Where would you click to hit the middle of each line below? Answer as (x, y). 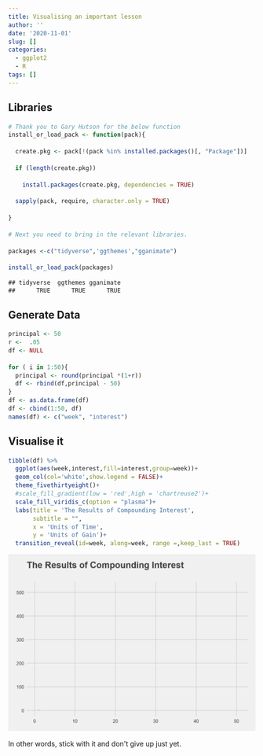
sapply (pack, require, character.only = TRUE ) (93, 201)
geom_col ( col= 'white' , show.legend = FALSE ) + (89, 477)
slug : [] (22, 42)
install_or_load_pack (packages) (61, 267)
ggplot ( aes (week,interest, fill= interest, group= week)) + (107, 469)
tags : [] (22, 75)
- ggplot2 (31, 58)
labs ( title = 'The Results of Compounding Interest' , (105, 510)
